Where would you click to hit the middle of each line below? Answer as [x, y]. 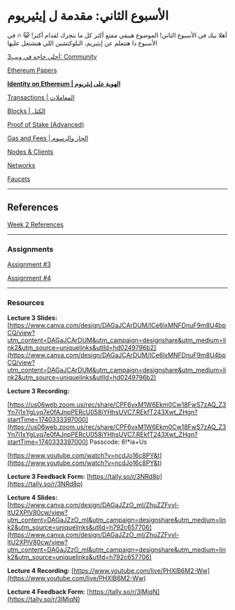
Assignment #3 [29, 264]
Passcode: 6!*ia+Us [119, 442]
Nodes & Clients [30, 151]
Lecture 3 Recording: [38, 391]
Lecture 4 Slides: [33, 498]
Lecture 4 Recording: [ [41, 571]
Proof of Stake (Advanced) [46, 124]
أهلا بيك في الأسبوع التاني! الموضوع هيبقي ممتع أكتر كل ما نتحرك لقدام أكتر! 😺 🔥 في [117, 35]
